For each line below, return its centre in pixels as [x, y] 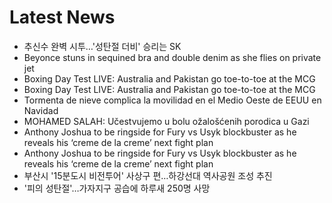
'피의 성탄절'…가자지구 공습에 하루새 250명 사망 [117, 188]
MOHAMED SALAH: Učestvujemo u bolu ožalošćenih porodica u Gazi [166, 121]
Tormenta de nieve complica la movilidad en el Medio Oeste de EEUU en [172, 100]
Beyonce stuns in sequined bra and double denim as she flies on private [172, 57]
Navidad [41, 110]
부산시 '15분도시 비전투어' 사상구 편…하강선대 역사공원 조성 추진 [148, 175]
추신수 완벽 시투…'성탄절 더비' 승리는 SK [102, 46]
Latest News [62, 17]
